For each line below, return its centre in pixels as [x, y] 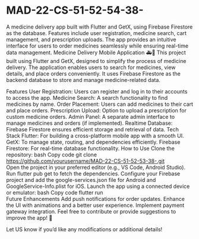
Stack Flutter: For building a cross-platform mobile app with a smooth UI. [95, 136]
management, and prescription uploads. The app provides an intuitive [91, 39]
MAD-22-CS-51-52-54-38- [75, 10]
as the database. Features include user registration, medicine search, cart [97, 33]
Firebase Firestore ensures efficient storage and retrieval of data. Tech [93, 129]
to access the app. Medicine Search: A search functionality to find [87, 98]
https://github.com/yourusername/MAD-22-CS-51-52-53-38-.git [86, 161]
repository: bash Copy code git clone [51, 155]
